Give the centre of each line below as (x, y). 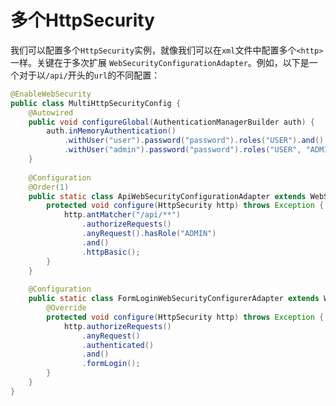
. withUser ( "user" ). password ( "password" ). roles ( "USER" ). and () (194, 141)
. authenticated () (118, 345)
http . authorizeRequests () (117, 326)
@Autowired (51, 112)
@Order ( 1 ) (49, 187)
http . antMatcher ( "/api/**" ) (122, 215)
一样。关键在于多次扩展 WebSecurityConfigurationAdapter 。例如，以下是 (160, 62)
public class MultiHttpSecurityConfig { (96, 103)
